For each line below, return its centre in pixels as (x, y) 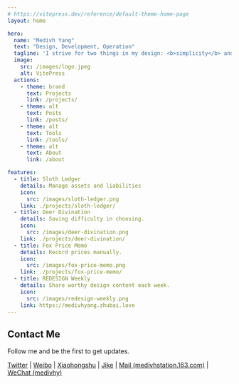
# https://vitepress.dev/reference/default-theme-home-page (99, 14)
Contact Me (34, 334)
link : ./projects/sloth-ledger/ (68, 206)
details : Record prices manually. (71, 252)
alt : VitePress (43, 73)
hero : (15, 34)
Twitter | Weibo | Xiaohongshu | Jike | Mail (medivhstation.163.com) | (108, 365)
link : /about (46, 160)
